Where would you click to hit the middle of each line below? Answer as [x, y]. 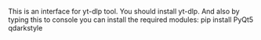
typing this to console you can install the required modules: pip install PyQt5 [131, 20]
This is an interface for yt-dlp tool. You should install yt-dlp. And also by [124, 11]
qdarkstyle [25, 28]
